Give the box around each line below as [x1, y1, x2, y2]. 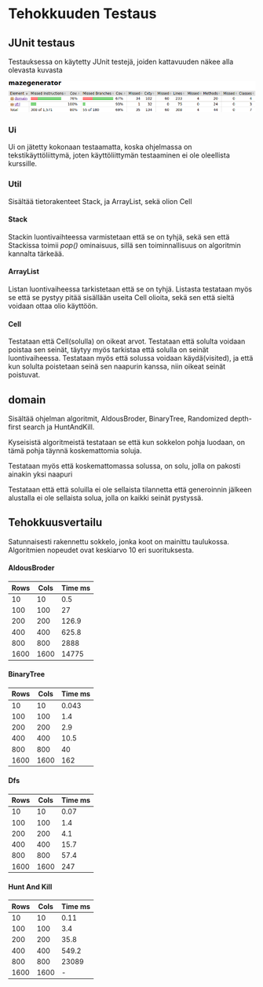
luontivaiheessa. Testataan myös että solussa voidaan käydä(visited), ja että [8, 354, 254, 363]
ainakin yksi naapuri [8, 469, 73, 479]
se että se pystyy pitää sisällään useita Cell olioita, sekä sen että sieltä [8, 293, 235, 302]
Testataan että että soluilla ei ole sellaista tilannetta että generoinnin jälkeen [8, 485, 253, 495]
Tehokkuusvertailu [8, 516, 103, 529]
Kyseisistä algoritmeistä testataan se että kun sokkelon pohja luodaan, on [8, 438, 246, 447]
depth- [229, 414, 253, 424]
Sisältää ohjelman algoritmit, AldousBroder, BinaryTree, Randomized [8, 414, 228, 424]
